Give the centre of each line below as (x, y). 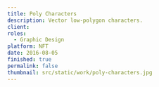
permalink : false (33, 66)
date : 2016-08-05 (33, 53)
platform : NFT (28, 46)
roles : (17, 33)
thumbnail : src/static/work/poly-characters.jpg (80, 72)
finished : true (30, 60)
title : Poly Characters (42, 14)
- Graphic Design (39, 40)
